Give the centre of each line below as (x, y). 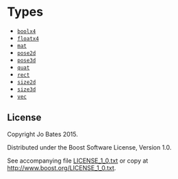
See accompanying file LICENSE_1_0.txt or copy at (78, 161)
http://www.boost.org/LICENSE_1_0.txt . (62, 167)
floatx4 (28, 38)
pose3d (26, 60)
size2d (26, 82)
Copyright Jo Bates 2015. (43, 134)
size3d (26, 89)
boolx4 (26, 31)
